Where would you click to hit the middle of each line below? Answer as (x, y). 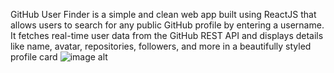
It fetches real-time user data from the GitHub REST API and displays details (167, 35)
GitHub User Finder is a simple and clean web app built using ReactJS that (163, 14)
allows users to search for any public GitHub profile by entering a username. (167, 25)
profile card (34, 57)
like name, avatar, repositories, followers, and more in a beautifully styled (161, 46)
